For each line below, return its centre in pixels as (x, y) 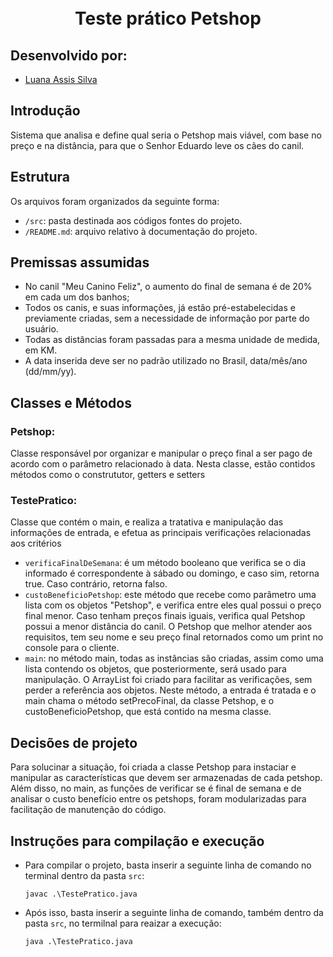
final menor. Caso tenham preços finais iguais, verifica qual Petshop (165, 616)
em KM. (41, 350)
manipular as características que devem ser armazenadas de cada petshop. (166, 778)
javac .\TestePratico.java (81, 894)
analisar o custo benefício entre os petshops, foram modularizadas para (158, 799)
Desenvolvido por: (69, 55)
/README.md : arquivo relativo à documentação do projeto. (141, 231)
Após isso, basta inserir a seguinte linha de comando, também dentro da (174, 913)
